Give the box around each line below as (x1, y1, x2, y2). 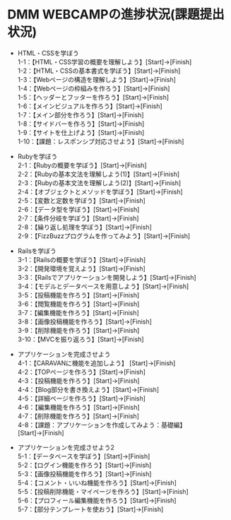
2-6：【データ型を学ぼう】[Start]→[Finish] (17, 205, 140, 213)
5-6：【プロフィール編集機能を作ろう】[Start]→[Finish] (17, 496, 177, 504)
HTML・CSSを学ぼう (17, 49, 79, 57)
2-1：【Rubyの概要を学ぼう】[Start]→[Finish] (17, 160, 147, 170)
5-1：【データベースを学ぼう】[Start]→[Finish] (17, 451, 150, 460)
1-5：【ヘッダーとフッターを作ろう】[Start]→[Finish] (17, 93, 170, 101)
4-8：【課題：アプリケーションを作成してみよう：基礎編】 (17, 420, 186, 429)
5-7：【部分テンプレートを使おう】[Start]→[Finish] (17, 504, 164, 513)
